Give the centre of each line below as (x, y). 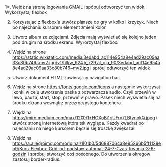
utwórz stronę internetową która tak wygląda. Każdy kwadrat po (78, 123)
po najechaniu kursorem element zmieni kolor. (59, 27)
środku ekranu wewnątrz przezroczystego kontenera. (67, 103)
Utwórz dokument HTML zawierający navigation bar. (66, 77)
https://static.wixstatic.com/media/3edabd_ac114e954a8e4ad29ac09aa (86, 57)
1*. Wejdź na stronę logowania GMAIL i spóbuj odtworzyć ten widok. (75, 7)
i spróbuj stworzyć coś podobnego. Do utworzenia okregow (89, 154)
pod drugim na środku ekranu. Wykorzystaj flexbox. (65, 42)
